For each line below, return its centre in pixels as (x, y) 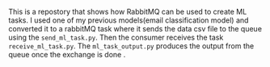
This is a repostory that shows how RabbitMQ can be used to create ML (128, 12)
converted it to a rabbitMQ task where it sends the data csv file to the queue (135, 29)
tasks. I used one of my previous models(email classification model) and (129, 20)
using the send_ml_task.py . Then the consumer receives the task (116, 37)
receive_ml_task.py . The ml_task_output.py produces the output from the (131, 46)
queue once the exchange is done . (67, 54)
